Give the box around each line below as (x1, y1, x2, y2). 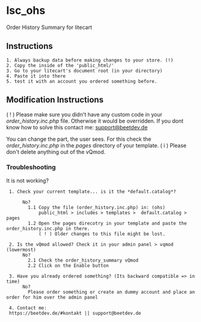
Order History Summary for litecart (6, 24, 92, 31)
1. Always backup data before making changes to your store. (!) (6, 57, 173, 63)
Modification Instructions (6, 95, 104, 105)
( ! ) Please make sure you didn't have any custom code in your (6, 111, 162, 118)
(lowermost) (6, 246, 36, 253)
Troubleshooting (6, 163, 56, 172)
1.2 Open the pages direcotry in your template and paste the (28, 220, 187, 227)
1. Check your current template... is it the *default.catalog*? (8, 188, 176, 195)
